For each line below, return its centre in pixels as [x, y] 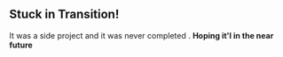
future [21, 45]
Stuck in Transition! [64, 14]
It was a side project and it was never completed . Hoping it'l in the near [141, 35]
